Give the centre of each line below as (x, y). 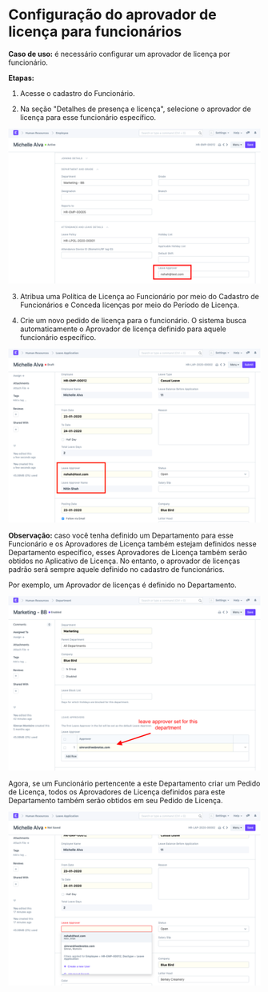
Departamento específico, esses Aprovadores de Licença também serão (128, 553)
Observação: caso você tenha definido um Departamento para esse (121, 536)
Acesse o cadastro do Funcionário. (77, 93)
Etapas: (21, 78)
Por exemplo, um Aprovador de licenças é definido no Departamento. (123, 585)
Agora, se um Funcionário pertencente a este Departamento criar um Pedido (134, 783)
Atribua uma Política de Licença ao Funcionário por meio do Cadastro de (140, 297)
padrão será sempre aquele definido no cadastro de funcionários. (117, 570)
